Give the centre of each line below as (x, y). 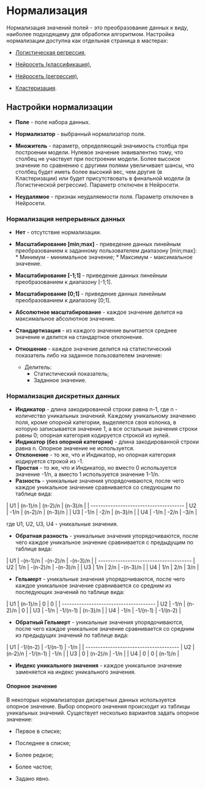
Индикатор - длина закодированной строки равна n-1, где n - (96, 409)
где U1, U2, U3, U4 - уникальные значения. (62, 524)
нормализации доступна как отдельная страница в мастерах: (87, 40)
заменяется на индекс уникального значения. (76, 672)
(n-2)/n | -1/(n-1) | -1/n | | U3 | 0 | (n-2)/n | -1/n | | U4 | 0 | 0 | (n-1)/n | (93, 654)
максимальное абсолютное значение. (65, 319)
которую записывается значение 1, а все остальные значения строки (106, 429)
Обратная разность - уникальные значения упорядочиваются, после (107, 536)
